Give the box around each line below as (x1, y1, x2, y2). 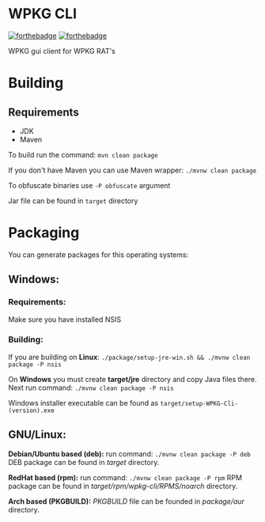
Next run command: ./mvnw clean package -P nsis (8, 383, 174, 392)
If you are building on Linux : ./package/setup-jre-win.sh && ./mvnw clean (8, 352, 251, 361)
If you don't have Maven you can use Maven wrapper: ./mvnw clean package (8, 165, 257, 175)
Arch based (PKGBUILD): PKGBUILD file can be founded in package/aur (8, 496, 245, 506)
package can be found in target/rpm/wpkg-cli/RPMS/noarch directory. (8, 481, 238, 490)
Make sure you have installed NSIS (8, 314, 121, 324)
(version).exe (8, 407, 55, 414)
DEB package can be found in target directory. (8, 457, 160, 467)
